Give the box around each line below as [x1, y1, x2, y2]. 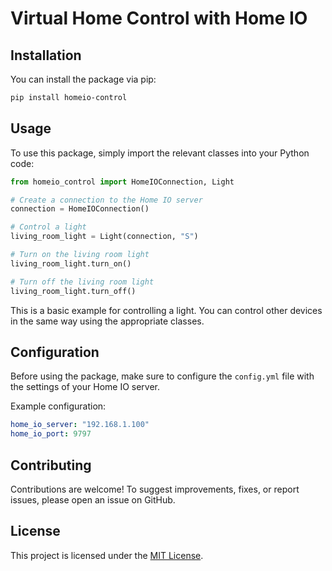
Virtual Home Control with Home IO [10, 7, 308, 30]
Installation [10, 47, 82, 64]
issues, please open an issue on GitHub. [10, 493, 176, 506]
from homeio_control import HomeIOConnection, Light [10, 177, 235, 187]
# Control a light [10, 222, 87, 232]
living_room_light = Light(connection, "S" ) [10, 232, 199, 242]
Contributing [10, 457, 92, 474]
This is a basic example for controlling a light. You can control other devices [10, 304, 323, 316]
